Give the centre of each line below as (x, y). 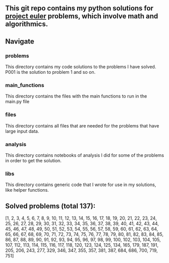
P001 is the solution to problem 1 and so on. (50, 72)
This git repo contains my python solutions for (79, 8)
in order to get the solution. (34, 160)
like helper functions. (27, 190)
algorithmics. (27, 24)
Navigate (20, 41)
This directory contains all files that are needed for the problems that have (82, 125)
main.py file (17, 102)
